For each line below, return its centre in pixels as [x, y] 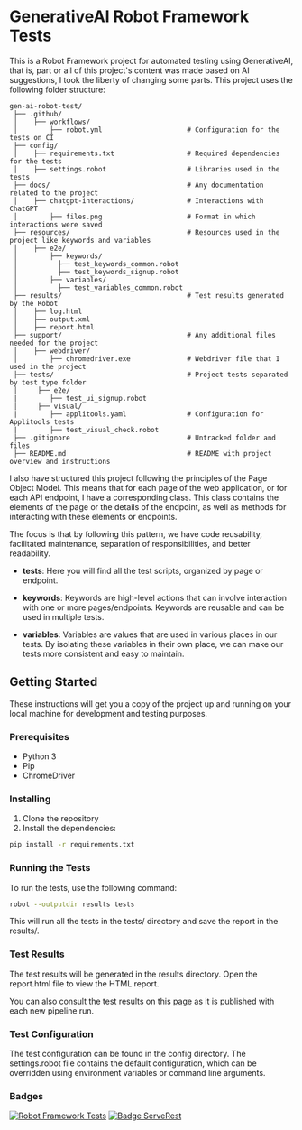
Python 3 [39, 756]
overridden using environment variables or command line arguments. [137, 1072]
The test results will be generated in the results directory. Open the [134, 974]
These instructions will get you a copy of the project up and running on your [150, 704]
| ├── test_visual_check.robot [86, 430]
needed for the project [54, 343]
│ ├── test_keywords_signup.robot [96, 272]
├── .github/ [38, 114]
